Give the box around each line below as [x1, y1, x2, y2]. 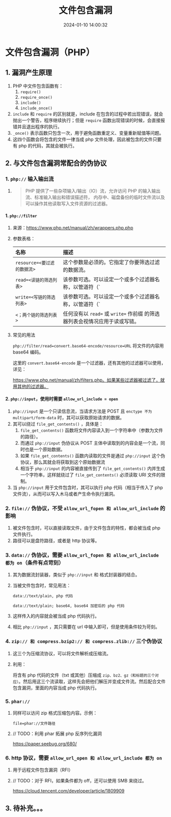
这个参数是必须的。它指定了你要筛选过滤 [63, 258, 160, 266]
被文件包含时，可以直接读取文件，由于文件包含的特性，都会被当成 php [12, 525, 161, 531]
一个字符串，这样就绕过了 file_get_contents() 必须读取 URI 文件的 [20, 472, 161, 478]
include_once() [20, 105, 52, 111]
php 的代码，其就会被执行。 [18, 142, 77, 149]
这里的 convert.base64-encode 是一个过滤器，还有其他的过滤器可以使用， [12, 360, 166, 366]
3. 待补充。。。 [5, 804, 47, 812]
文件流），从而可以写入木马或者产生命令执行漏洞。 [12, 490, 118, 497]
